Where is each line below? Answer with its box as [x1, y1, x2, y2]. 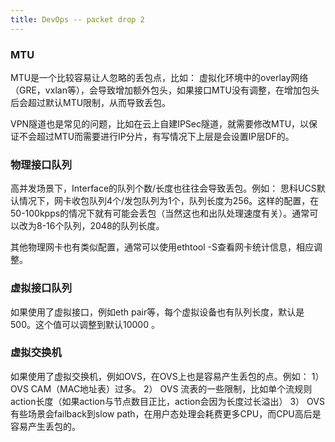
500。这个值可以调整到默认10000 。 [10, 318, 160, 330]
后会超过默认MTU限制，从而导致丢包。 [10, 96, 172, 108]
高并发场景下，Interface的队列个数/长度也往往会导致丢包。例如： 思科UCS [10, 182, 317, 195]
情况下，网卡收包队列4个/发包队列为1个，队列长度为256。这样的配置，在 [18, 195, 320, 207]
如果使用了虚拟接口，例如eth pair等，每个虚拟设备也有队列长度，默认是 [10, 306, 305, 318]
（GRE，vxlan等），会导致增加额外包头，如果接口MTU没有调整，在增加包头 [10, 84, 320, 96]
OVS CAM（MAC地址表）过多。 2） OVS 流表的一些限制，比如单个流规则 [10, 382, 313, 395]
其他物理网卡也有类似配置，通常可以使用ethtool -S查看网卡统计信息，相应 [10, 241, 315, 253]
